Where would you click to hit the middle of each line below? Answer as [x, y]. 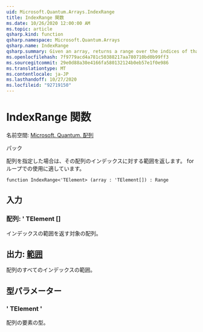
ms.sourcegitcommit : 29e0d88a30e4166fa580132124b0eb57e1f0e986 [88, 63]
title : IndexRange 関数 [35, 18]
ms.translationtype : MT [36, 68]
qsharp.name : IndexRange [37, 46]
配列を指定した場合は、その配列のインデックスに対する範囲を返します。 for [100, 161]
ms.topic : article [29, 29]
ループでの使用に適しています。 [46, 168]
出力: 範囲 [24, 255]
